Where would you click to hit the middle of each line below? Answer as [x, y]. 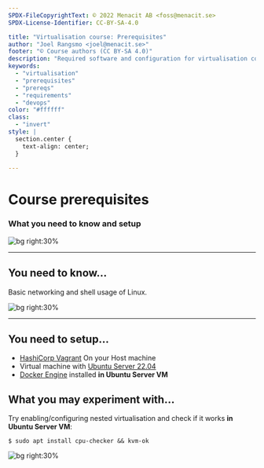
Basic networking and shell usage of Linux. [78, 292]
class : [19, 117]
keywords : [24, 66]
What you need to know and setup [75, 224]
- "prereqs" [35, 88]
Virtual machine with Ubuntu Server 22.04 [88, 367]
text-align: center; [56, 146]
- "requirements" [44, 95]
